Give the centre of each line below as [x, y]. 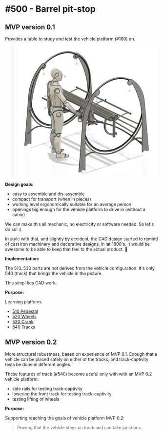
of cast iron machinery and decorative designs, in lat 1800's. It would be [78, 244]
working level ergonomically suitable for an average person [72, 204]
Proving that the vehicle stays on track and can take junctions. [80, 427]
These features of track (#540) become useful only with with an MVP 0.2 [79, 374]
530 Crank [23, 321]
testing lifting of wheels [36, 399]
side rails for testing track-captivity [47, 389]
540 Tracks [24, 327]
